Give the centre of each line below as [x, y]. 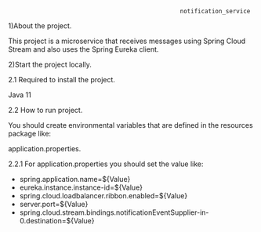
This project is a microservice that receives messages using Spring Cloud [127, 41]
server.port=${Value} [54, 204]
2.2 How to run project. [45, 110]
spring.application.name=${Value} [75, 179]
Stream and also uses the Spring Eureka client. [83, 49]
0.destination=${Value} [57, 221]
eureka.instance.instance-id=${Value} [81, 187]
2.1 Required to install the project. [62, 80]
